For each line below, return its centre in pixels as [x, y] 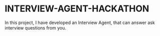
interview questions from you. [35, 27]
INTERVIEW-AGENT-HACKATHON [77, 9]
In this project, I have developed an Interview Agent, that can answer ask [80, 22]
